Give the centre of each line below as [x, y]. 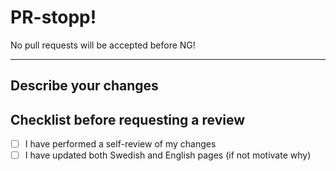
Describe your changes [84, 86]
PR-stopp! [53, 17]
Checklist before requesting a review [128, 119]
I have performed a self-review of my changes [120, 144]
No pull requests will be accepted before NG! [103, 45]
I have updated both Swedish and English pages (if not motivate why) [168, 155]
